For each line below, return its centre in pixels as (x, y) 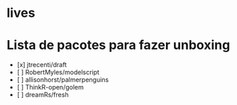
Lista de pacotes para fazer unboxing (118, 45)
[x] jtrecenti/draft (42, 65)
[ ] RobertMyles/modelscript (58, 73)
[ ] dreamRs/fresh (43, 95)
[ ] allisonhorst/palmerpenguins (63, 80)
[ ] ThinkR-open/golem (50, 87)
